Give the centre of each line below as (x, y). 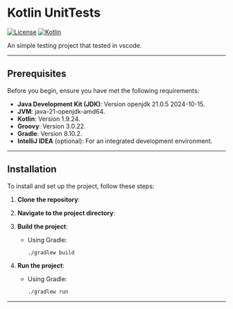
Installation (32, 169)
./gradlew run (48, 292)
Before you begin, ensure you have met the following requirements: (103, 90)
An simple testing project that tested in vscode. (75, 45)
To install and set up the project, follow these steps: (81, 186)
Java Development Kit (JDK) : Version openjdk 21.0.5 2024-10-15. (111, 104)
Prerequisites (37, 74)
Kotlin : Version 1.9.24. (49, 119)
